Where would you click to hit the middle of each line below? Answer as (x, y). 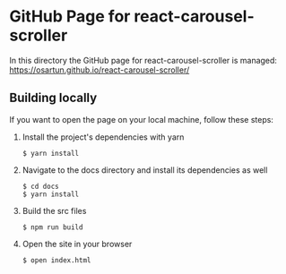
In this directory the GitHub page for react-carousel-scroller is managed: (143, 60)
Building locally (53, 98)
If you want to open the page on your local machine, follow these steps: (141, 119)
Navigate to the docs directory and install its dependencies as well (145, 170)
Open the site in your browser (77, 244)
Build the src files (54, 210)
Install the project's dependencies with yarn (103, 137)
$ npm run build (52, 227)
